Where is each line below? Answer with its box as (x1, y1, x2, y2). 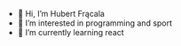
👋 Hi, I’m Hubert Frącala (17, 9, 105, 19)
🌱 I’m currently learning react (17, 27, 124, 37)
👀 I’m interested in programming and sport (17, 18, 173, 28)
